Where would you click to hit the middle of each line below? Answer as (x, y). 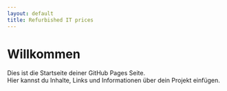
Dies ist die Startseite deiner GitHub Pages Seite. (76, 73)
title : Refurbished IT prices (51, 20)
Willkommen (44, 54)
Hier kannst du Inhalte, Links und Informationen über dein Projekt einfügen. (113, 81)
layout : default (30, 13)
